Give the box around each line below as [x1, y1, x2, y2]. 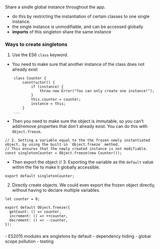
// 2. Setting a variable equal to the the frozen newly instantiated [5, 138, 150, 143]
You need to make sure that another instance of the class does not [12, 62, 145, 67]
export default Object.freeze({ [5, 205, 70, 210]
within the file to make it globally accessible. [12, 164, 101, 170]
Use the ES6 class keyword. [12, 52, 69, 58]
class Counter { [14, 76, 47, 81]
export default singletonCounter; [5, 174, 75, 179]
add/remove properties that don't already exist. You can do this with [12, 124, 148, 129]
